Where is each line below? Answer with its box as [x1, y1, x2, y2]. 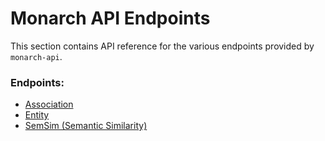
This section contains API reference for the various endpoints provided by [10, 40, 315, 52]
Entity [24, 109, 50, 121]
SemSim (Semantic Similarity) [24, 120, 148, 132]
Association [24, 98, 74, 111]
